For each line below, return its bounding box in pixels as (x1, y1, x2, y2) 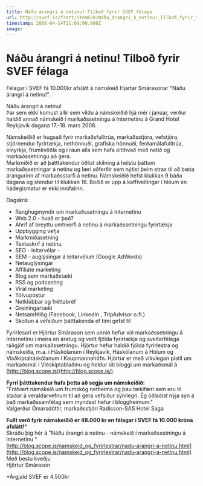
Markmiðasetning (14, 234, 59, 241)
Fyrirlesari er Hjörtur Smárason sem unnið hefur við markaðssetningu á (6, 329, 183, 336)
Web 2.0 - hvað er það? (14, 215, 74, 222)
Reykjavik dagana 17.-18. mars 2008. (6, 122, 97, 129)
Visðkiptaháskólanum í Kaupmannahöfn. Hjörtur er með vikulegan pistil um (6, 354, 192, 362)
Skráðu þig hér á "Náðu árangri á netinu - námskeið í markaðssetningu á (6, 429, 186, 436)
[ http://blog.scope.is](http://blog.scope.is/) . (6, 368, 115, 375)
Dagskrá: (6, 197, 29, 204)
